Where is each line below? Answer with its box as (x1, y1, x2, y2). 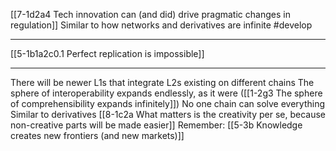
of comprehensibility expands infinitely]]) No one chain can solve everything (10, 98, 325, 109)
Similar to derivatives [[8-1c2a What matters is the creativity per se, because (10, 109, 326, 120)
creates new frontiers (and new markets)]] (10, 130, 185, 141)
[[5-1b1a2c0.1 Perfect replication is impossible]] (10, 48, 205, 59)
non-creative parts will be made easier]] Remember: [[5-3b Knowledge (10, 119, 303, 131)
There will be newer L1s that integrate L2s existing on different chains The (10, 77, 315, 88)
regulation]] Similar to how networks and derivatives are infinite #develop (10, 19, 313, 31)
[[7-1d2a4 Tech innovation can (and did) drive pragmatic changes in (10, 9, 291, 20)
